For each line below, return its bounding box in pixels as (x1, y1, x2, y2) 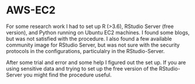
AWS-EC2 (6, 3, 56, 17)
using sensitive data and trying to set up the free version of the (6, 65, 158, 72)
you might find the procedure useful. (23, 71, 112, 78)
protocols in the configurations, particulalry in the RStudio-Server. (6, 47, 165, 54)
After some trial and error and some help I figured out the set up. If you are (6, 59, 186, 66)
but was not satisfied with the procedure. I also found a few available (6, 35, 172, 42)
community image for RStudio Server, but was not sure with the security (6, 41, 180, 48)
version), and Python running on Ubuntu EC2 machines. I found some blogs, (6, 29, 190, 36)
